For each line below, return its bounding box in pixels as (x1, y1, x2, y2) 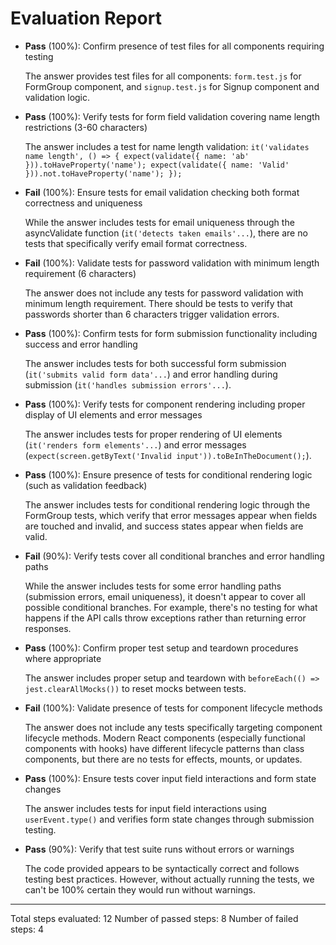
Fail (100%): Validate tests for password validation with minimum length (24, 257, 320, 269)
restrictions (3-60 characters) (24, 121, 148, 133)
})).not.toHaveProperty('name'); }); (24, 168, 183, 179)
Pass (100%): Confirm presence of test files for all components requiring (24, 40, 325, 52)
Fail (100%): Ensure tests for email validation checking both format (24, 186, 300, 198)
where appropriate (24, 652, 102, 664)
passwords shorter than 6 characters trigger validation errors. (24, 308, 280, 320)
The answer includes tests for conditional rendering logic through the (24, 498, 311, 511)
